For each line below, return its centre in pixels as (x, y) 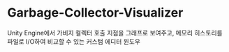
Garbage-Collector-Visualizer (95, 13)
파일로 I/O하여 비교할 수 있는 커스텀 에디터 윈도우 (74, 41)
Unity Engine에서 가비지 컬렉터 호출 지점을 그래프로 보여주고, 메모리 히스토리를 (115, 33)
